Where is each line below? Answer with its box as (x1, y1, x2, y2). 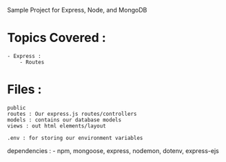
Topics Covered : (7, 30, 107, 45)
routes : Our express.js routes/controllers (7, 110, 137, 117)
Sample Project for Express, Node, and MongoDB (7, 6, 147, 14)
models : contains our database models (7, 117, 122, 123)
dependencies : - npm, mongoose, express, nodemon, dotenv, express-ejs (7, 146, 219, 154)
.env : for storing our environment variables (7, 134, 143, 141)
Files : (7, 82, 42, 97)
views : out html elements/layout (7, 122, 107, 130)
